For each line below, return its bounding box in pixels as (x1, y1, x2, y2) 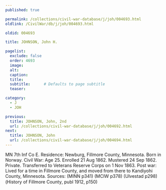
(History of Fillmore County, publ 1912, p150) (5, 178, 98, 185)
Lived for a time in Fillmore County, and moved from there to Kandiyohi (5, 168, 153, 174)
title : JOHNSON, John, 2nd (10, 119, 67, 124)
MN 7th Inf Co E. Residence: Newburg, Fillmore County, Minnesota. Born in (5, 151, 161, 158)
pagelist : (5, 49, 26, 54)
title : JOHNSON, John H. (5, 40, 58, 45)
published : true (5, 7, 39, 13)
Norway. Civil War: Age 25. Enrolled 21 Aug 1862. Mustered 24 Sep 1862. (5, 157, 157, 163)
